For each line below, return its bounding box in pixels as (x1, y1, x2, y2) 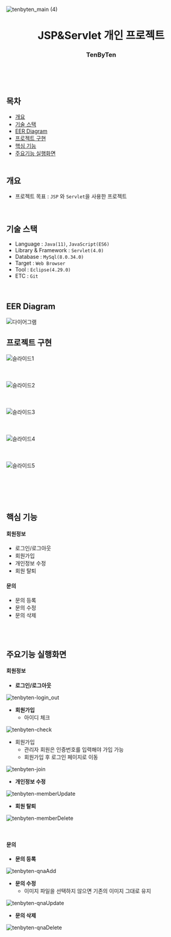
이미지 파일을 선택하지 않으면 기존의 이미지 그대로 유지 (23, 888, 152, 895)
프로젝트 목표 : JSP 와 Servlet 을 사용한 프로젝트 (14, 193, 128, 200)
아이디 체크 (23, 714, 50, 721)
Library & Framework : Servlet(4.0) (14, 246, 104, 253)
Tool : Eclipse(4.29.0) (14, 265, 71, 273)
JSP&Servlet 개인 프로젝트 (37, 29, 165, 42)
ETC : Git (14, 272, 39, 279)
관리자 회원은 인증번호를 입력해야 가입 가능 (23, 746, 125, 753)
